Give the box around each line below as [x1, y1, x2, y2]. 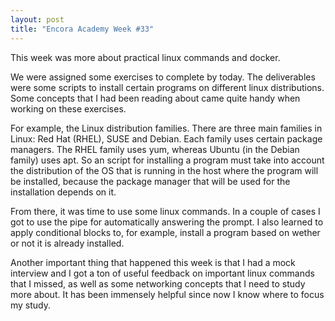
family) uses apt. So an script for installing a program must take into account [10, 154, 325, 166]
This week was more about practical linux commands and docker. [10, 51, 281, 63]
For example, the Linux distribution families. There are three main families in [10, 122, 323, 134]
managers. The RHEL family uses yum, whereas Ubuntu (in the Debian [10, 143, 300, 155]
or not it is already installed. [10, 237, 125, 249]
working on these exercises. [10, 102, 127, 115]
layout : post [10, 14, 65, 25]
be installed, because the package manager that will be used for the [10, 175, 291, 187]
